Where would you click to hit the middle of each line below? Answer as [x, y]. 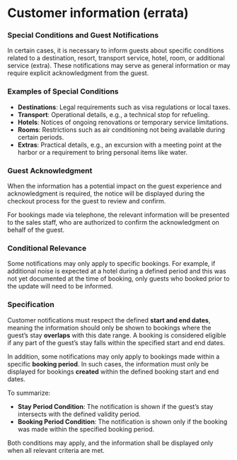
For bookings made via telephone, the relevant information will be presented [118, 215]
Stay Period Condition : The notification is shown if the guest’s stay [115, 406]
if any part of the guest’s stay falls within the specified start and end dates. [116, 342]
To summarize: [29, 393]
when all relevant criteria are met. [56, 450]
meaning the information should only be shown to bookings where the [109, 327]
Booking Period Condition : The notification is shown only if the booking [122, 421]
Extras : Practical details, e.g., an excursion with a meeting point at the [120, 145]
